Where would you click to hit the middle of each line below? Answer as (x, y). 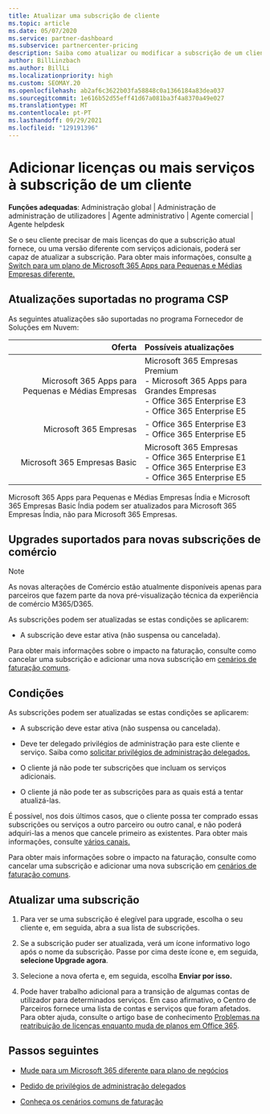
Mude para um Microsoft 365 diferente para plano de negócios (124, 1070)
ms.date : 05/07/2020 (43, 31)
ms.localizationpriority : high (61, 76)
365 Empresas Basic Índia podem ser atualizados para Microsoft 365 (123, 506)
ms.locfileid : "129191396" (53, 128)
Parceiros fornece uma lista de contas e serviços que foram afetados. (135, 1008)
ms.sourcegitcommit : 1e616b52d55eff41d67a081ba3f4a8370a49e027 (117, 98)
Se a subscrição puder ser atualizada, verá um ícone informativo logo (135, 943)
